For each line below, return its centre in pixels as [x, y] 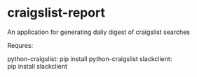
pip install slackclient [38, 66]
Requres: [20, 45]
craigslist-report [56, 13]
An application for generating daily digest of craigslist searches [99, 32]
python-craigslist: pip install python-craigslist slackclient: [90, 59]
